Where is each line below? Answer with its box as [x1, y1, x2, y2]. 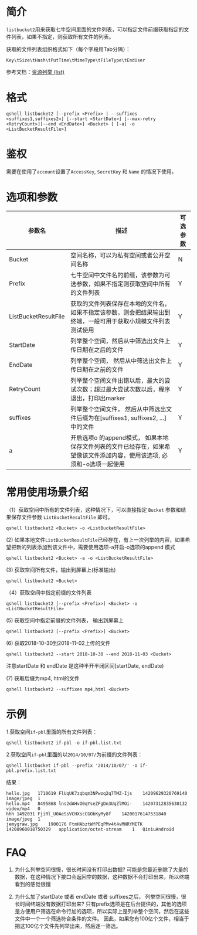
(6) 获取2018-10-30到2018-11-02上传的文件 [6, 640, 111, 647]
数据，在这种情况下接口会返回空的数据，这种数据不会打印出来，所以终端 [14, 873, 189, 880]
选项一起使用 [89, 460, 125, 468]
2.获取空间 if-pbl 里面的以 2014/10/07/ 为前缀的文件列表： [6, 751, 143, 758]
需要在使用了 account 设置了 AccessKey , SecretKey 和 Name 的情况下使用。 [6, 168, 177, 175]
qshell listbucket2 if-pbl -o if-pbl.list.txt [6, 740, 122, 746]
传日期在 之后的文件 [70, 345, 124, 353]
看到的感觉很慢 [14, 880, 51, 888]
